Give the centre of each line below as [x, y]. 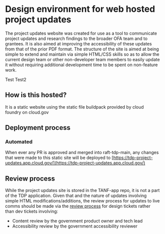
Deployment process [38, 128]
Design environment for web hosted [80, 9]
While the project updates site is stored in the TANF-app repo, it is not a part [82, 191]
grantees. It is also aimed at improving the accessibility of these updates [79, 43]
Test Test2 [16, 79]
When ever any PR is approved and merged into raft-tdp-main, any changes [82, 153]
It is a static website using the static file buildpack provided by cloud [75, 107]
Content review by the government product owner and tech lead [77, 221]
